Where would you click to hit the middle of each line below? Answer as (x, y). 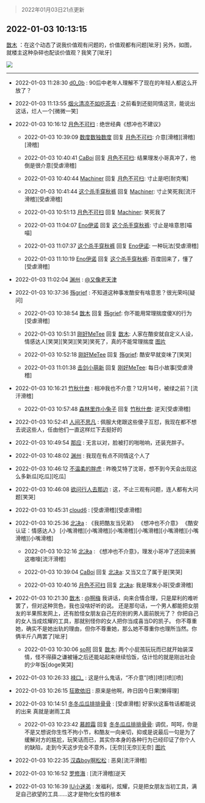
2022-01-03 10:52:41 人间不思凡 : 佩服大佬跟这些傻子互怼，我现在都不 (103, 421)
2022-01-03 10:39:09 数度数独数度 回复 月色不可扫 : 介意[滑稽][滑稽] (110, 137)
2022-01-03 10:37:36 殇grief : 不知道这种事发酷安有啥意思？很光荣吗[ (103, 292)
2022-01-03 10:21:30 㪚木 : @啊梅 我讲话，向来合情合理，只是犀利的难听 (106, 598)
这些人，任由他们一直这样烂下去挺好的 (74, 429)
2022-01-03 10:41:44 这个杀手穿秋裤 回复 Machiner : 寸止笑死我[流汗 (110, 191)
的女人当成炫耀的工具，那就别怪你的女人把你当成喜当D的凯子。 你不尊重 (106, 620)
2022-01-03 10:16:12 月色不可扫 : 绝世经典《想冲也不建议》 (89, 124)
